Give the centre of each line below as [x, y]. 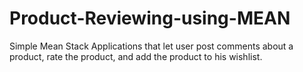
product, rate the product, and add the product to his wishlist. [136, 56]
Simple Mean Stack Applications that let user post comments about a [151, 46]
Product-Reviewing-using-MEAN [150, 18]
